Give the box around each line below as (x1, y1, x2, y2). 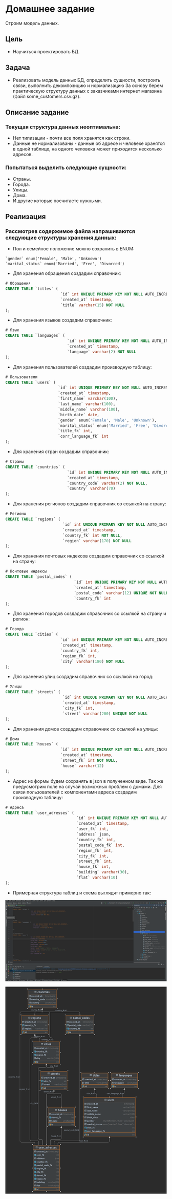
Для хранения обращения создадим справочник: (12, 270, 121, 276)
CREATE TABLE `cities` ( (5, 632, 58, 637)
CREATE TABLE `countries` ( (5, 464, 66, 469)
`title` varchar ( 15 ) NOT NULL (60, 303, 125, 308)
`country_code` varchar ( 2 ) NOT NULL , (67, 481, 147, 486)
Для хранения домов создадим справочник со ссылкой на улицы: (12, 725, 158, 732)
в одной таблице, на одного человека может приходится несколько (12, 146, 162, 152)
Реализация (5, 212, 46, 221)
